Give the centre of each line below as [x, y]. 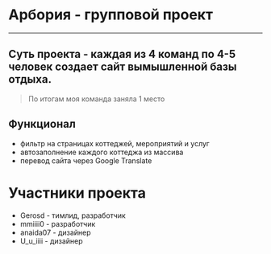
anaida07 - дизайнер [55, 232]
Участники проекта [77, 193]
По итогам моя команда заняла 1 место [96, 99]
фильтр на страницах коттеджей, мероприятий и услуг [115, 143]
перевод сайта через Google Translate [86, 160]
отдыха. [30, 79]
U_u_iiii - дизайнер [51, 241]
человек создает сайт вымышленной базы [123, 67]
